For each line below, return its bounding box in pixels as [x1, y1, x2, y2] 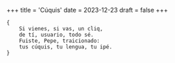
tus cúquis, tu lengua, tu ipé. [19, 44, 112, 51]
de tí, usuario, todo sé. [19, 31, 94, 38]
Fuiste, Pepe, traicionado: [19, 37, 100, 44]
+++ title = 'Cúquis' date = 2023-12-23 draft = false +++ [6, 6, 168, 14]
